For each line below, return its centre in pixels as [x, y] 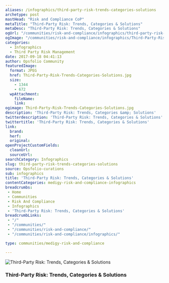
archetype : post [22, 15]
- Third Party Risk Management [43, 52]
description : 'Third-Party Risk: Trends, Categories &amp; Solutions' [81, 113]
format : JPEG [23, 71]
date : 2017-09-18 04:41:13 [33, 57]
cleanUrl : [20, 150]
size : [16, 80]
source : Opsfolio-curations [35, 169]
